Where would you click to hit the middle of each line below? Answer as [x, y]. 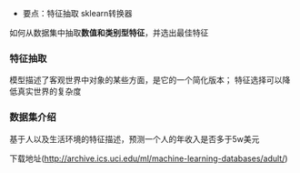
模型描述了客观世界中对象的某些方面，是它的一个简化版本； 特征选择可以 [146, 80]
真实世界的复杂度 [49, 92]
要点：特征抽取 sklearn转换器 [78, 13]
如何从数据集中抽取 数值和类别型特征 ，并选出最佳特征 [109, 33]
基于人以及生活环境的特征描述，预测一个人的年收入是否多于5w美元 [135, 138]
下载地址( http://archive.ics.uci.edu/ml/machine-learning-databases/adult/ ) [149, 158]
